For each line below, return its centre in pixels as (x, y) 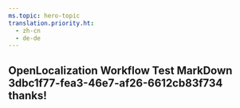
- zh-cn (28, 30)
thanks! (28, 96)
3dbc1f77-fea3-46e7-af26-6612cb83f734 (116, 83)
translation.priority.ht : (51, 23)
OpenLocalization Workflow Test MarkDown (120, 70)
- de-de (28, 38)
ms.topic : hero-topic (44, 16)
